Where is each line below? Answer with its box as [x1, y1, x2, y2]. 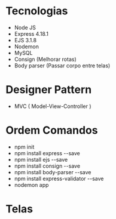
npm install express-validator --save [14, 175, 104, 182]
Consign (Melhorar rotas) [14, 55, 77, 63]
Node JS [14, 24, 36, 31]
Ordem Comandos [5, 124, 98, 137]
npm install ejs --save [14, 156, 68, 163]
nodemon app [14, 181, 49, 189]
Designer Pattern [5, 83, 92, 97]
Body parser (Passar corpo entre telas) [14, 61, 111, 69]
